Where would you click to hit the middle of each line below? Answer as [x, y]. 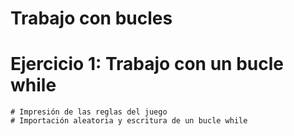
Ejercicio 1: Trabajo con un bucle [147, 64]
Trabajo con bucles [91, 18]
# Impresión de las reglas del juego [89, 112]
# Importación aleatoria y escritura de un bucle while [129, 121]
